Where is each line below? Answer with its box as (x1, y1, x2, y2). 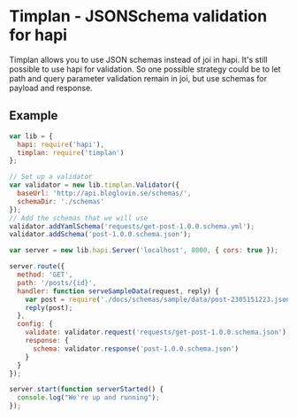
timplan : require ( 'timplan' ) (17, 148, 125, 157)
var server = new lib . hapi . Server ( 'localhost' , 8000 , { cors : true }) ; (9, 246, 279, 255)
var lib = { (9, 131, 53, 141)
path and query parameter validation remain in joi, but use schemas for (9, 73, 268, 83)
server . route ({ (9, 262, 65, 271)
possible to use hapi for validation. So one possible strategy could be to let (9, 64, 281, 74)
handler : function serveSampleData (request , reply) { (17, 286, 219, 296)
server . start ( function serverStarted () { (9, 385, 164, 394)
